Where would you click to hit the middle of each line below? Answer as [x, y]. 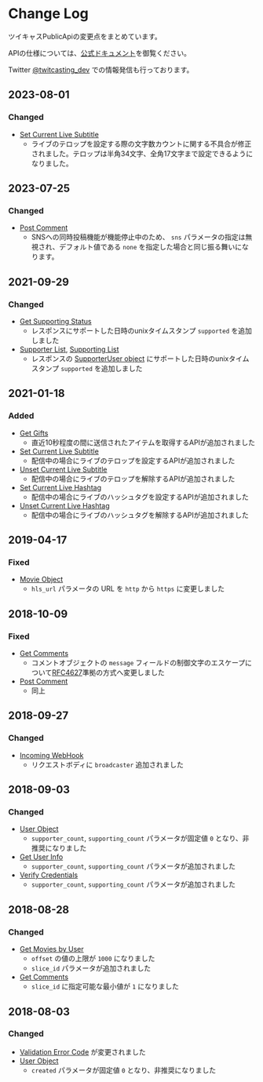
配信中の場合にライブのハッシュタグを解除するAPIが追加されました [140, 515]
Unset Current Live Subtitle [63, 469]
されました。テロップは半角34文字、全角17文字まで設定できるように [142, 153]
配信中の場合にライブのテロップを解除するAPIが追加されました [133, 479]
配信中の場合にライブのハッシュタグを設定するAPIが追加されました [140, 497]
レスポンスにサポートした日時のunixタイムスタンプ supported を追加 [142, 331]
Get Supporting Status [55, 321]
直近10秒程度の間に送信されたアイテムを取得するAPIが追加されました [143, 442]
